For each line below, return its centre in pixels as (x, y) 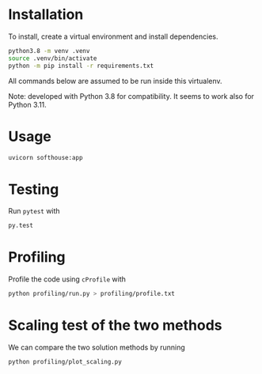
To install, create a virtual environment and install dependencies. (113, 36)
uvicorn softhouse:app (46, 157)
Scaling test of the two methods (116, 325)
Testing (34, 189)
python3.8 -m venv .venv (49, 51)
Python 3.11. (28, 104)
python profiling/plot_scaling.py (65, 361)
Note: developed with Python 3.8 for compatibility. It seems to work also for (131, 96)
